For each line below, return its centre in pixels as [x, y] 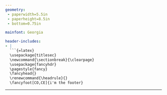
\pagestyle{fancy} [29, 69]
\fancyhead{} [23, 74]
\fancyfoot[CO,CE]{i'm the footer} [46, 83]
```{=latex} [22, 50]
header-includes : [23, 42]
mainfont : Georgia [24, 33]
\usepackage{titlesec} [33, 55]
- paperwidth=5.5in [28, 14]
